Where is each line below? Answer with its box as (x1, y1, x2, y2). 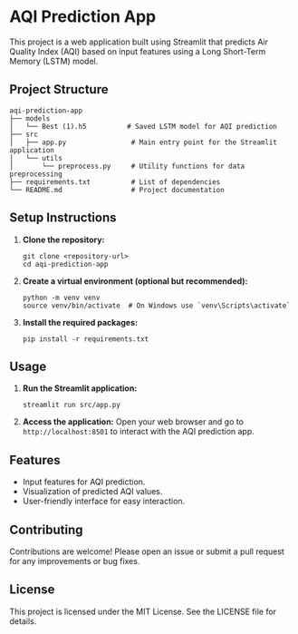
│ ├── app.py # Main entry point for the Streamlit (9, 138, 278, 147)
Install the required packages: (22, 317, 139, 327)
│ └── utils (9, 153, 63, 162)
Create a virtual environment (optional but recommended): (22, 275, 248, 287)
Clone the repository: (22, 234, 105, 245)
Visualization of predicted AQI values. (22, 486, 163, 497)
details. (9, 615, 37, 627)
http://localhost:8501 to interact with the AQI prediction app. (22, 426, 255, 437)
